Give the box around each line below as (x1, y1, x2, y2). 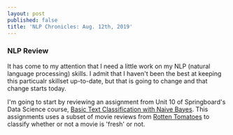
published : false (7, 17, 58, 24)
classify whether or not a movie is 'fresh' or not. (7, 120, 146, 128)
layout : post (7, 10, 45, 17)
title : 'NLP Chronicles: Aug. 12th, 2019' (7, 23, 133, 30)
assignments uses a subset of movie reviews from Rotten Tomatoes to (7, 112, 210, 120)
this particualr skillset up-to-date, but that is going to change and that (7, 77, 208, 85)
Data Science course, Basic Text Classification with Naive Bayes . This (7, 105, 209, 113)
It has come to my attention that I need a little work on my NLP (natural (7, 62, 211, 70)
